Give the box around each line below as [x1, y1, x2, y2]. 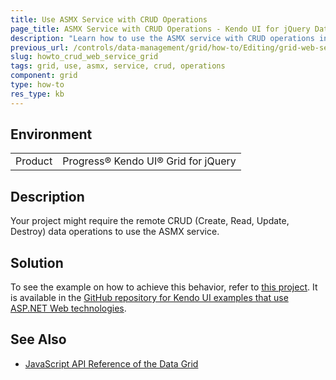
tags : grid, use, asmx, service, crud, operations [10, 61, 226, 71]
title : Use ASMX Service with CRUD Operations [10, 14, 208, 25]
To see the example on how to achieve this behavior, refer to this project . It [10, 281, 318, 293]
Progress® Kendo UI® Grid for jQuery [62, 154, 237, 168]
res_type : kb [10, 89, 65, 99]
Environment [10, 126, 93, 143]
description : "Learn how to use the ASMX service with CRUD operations [10, 33, 315, 43]
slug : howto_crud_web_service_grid [10, 52, 159, 62]
